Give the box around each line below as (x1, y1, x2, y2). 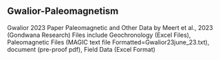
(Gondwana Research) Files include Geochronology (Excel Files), (7, 31, 191, 39)
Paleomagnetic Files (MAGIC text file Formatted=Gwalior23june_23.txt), (7, 37, 210, 46)
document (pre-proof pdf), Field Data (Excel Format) (7, 45, 156, 53)
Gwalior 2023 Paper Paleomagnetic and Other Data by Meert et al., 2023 (7, 23, 213, 31)
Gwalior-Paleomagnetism (7, 5, 119, 17)
